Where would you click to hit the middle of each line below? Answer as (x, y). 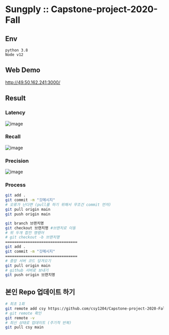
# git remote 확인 (23, 313)
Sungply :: (27, 9)
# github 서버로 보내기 (27, 270)
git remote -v (20, 318)
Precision (17, 161)
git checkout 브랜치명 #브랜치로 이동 (40, 228)
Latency (15, 113)
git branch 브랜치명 (25, 223)
